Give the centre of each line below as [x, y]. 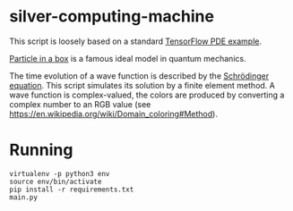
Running [41, 150]
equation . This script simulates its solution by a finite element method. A [142, 85]
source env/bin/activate [56, 181]
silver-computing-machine [112, 17]
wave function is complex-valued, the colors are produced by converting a [147, 95]
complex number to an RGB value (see [80, 104]
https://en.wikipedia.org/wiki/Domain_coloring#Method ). [113, 114]
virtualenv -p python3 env [60, 173]
